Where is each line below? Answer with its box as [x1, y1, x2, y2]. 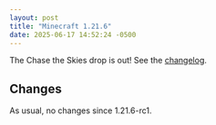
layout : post [9, 13, 59, 23]
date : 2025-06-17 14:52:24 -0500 [9, 30, 137, 39]
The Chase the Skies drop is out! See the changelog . [9, 55, 208, 66]
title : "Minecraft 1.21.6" [9, 22, 112, 31]
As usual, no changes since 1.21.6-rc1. [9, 105, 152, 116]
